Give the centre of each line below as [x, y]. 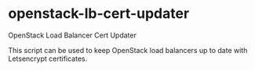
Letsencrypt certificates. [48, 59]
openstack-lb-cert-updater [99, 14]
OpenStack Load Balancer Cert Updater [73, 35]
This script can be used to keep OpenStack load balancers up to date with [128, 50]
